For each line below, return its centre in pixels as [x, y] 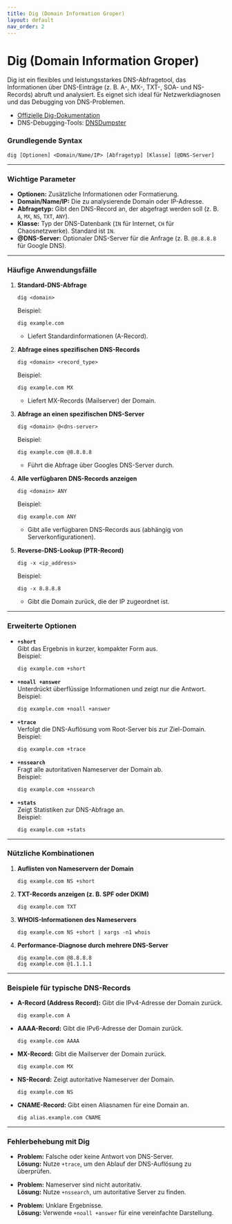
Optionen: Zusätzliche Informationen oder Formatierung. [98, 194]
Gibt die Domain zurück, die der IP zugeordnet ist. [98, 602]
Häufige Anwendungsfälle [52, 269]
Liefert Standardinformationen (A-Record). [88, 336]
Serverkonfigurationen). [61, 537]
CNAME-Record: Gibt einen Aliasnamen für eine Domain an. [103, 1105]
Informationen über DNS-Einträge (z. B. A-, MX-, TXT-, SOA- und [99, 87]
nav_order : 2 [26, 26]
